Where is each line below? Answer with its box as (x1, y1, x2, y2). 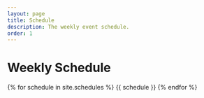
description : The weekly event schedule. (7, 23, 130, 30)
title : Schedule (7, 17, 54, 24)
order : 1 (7, 29, 33, 37)
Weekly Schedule (7, 60, 111, 76)
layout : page (7, 10, 45, 17)
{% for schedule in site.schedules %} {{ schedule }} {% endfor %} (7, 83, 198, 92)
